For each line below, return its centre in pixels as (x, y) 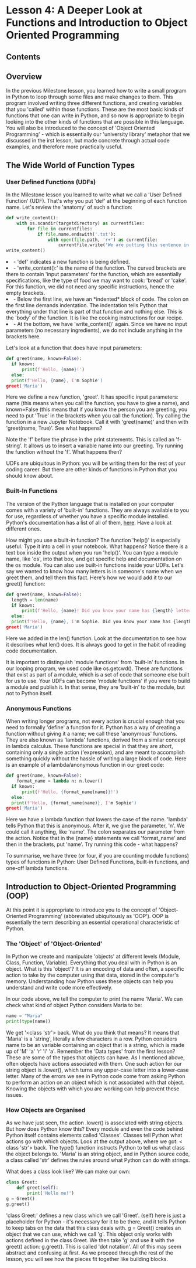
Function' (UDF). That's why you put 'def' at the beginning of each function (97, 201)
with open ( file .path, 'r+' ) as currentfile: (103, 240)
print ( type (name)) (28, 1021)
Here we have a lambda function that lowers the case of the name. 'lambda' (97, 820)
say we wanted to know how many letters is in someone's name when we (94, 571)
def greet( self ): (38, 1188)
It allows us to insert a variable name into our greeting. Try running (104, 446)
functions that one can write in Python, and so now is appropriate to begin (95, 115)
